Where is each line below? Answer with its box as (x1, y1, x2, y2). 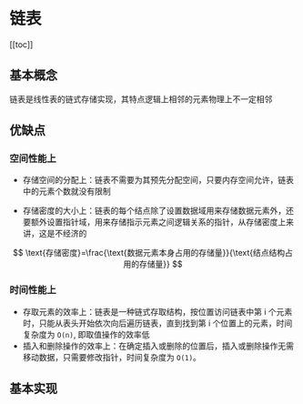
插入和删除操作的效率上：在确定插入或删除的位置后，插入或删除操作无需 (22, 340, 294, 351)
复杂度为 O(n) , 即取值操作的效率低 (22, 328, 150, 339)
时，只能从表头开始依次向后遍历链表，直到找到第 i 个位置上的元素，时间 (22, 318, 293, 328)
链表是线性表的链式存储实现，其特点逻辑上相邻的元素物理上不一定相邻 (9, 93, 273, 105)
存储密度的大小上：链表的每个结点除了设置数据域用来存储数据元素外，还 (22, 206, 294, 217)
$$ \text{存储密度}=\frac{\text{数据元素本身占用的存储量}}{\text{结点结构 (13, 247, 285, 258)
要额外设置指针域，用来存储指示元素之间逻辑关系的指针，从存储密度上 (22, 217, 287, 227)
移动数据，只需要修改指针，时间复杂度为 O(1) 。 (22, 351, 202, 362)
